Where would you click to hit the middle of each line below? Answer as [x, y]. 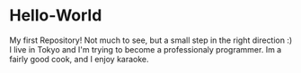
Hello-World [56, 16]
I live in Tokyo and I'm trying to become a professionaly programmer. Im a [146, 49]
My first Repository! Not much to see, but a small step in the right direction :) [151, 40]
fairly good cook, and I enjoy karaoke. [80, 59]
